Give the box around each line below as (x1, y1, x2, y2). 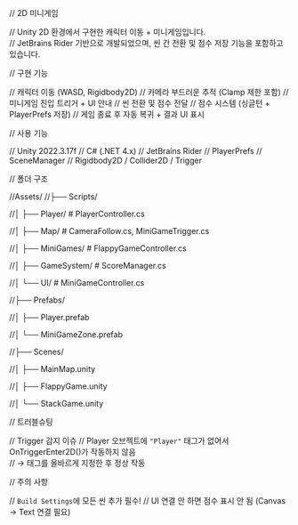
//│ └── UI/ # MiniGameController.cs (9, 278, 145, 287)
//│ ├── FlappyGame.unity (9, 381, 109, 392)
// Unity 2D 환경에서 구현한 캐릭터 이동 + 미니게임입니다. (9, 27, 206, 37)
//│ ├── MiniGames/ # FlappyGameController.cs (9, 243, 187, 254)
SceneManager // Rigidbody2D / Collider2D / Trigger (9, 155, 203, 166)
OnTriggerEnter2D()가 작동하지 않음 (9, 447, 136, 456)
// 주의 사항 (9, 477, 49, 487)
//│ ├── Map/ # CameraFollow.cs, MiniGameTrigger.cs (9, 226, 210, 236)
